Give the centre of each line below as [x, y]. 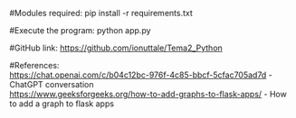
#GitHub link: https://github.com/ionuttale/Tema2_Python [116, 48]
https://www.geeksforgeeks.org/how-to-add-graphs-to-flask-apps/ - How [148, 94]
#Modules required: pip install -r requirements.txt [101, 13]
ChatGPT [26, 84]
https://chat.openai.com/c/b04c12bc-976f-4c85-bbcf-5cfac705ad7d [138, 75]
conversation [69, 84]
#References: [34, 65]
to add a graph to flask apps [62, 104]
